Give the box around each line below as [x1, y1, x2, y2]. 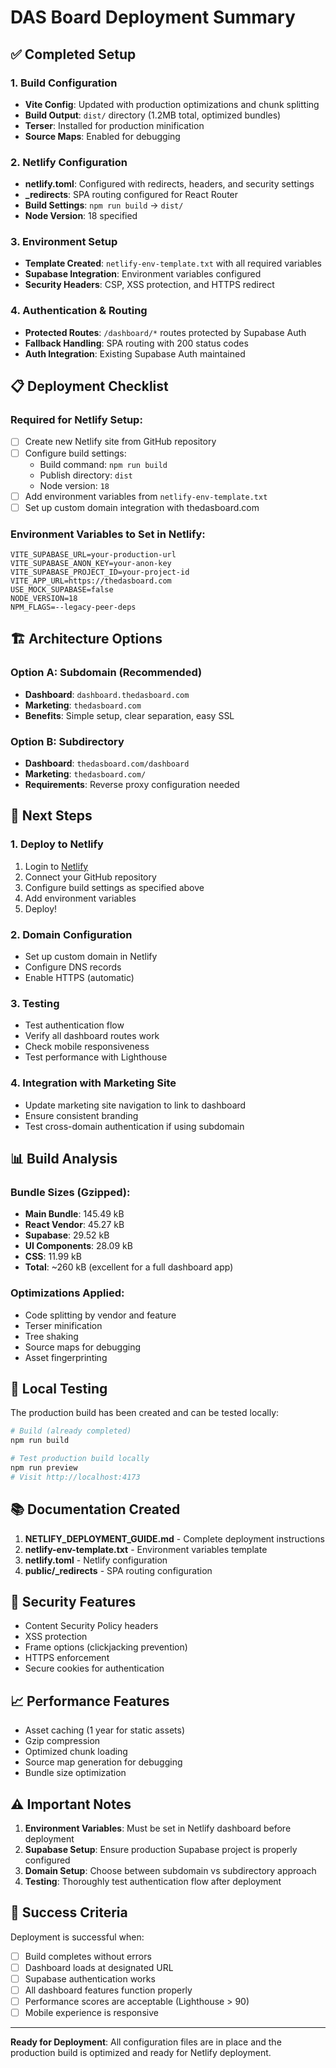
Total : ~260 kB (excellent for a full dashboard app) [24, 1261, 234, 1273]
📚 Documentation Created [10, 1501, 181, 1518]
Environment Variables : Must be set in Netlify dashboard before [24, 1822, 292, 1834]
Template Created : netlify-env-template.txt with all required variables [24, 257, 322, 270]
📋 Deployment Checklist [10, 378, 169, 395]
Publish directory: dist [39, 469, 133, 481]
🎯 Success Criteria [10, 1904, 128, 1921]
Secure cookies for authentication [24, 1662, 165, 1675]
